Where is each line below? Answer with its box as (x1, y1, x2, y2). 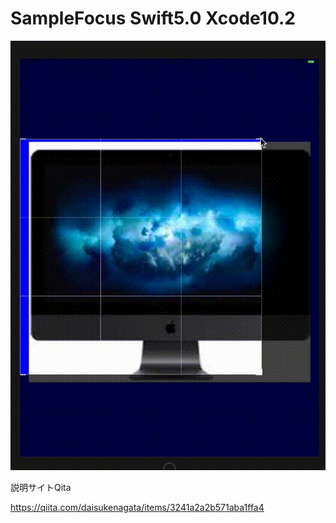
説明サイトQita (10, 482, 72, 494)
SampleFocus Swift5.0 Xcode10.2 (10, 7, 296, 30)
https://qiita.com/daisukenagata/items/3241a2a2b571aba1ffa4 (10, 502, 265, 514)
